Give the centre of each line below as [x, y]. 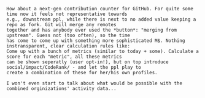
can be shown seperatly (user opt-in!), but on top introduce [87, 62]
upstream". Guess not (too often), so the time [68, 35]
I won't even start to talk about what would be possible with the [95, 83]
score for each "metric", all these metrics [64, 57]
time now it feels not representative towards [67, 14]
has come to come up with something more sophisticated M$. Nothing [96, 41]
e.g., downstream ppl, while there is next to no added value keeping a [101, 19]
